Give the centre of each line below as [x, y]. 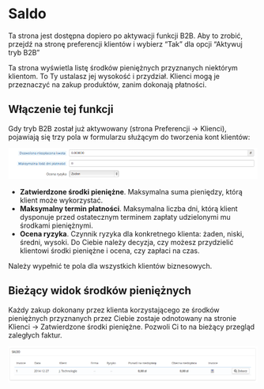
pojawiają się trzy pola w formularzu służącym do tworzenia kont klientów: [129, 137]
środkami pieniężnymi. [56, 225]
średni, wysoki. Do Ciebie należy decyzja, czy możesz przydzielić [126, 242]
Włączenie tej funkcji [61, 110]
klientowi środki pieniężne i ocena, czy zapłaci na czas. [109, 251]
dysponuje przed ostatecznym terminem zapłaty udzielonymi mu [125, 217]
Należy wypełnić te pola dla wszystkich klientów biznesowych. [110, 266]
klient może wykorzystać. [61, 200]
